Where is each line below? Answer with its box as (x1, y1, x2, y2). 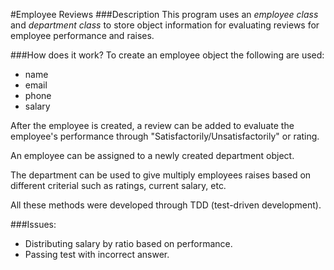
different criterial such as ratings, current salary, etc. (10, 180, 227, 191)
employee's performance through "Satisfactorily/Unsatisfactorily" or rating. (10, 130, 320, 142)
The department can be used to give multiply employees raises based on (10, 169, 312, 181)
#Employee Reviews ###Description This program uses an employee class (10, 9, 319, 20)
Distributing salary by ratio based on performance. (24, 238, 233, 249)
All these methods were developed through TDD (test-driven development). (10, 199, 322, 211)
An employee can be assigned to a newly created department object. (10, 150, 295, 161)
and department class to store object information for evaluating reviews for (10, 19, 320, 31)
